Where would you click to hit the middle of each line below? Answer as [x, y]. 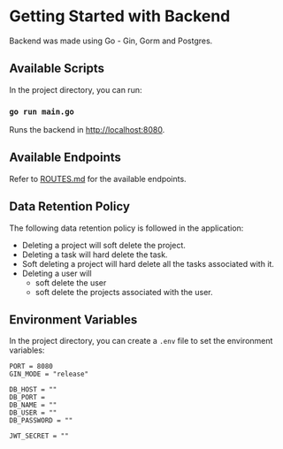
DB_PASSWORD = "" [41, 421]
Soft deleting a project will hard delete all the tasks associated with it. [148, 263]
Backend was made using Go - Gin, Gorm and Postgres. [111, 41]
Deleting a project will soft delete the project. [103, 245]
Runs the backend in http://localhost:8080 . [87, 130]
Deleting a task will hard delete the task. [95, 255]
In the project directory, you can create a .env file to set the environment [141, 341]
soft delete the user [71, 282]
